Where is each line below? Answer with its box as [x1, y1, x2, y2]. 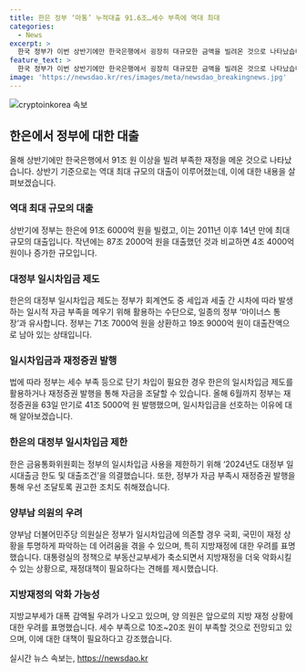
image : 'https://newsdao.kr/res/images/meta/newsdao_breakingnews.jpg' [9, 73, 287, 82]
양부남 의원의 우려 [9, 506, 84, 519]
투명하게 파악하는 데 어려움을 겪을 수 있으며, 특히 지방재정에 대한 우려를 [25, 541, 280, 551]
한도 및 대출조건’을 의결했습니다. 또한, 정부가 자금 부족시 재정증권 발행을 [40, 469, 296, 480]
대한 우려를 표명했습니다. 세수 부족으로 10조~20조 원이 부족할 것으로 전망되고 [9, 622, 283, 633]
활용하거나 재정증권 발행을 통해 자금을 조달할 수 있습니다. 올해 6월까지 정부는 [9, 388, 282, 399]
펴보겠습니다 [9, 177, 55, 188]
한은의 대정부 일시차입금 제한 [9, 436, 128, 448]
